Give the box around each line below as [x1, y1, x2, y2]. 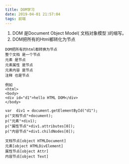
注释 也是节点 [5, 73, 30, 78]
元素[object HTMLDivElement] [5, 144, 64, 149]
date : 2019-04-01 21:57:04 [5, 12, 61, 17]
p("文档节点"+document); [5, 114, 53, 118]
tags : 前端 [5, 16, 26, 21]
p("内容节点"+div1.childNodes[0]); [5, 129, 75, 134]
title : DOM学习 [5, 7, 35, 12]
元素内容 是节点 [5, 68, 33, 73]
